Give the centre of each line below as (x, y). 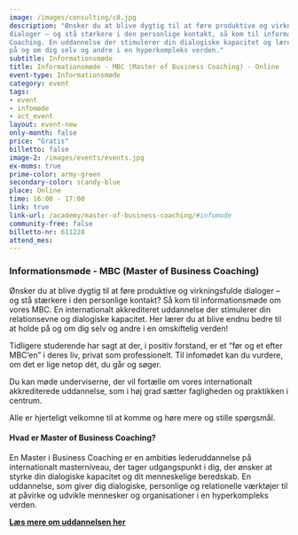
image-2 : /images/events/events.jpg (77, 157)
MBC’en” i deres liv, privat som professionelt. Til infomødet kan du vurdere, (146, 355)
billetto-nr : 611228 (47, 232)
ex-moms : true (35, 166)
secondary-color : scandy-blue (65, 183)
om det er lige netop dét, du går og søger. (86, 364)
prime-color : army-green (55, 174)
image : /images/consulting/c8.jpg (73, 17)
